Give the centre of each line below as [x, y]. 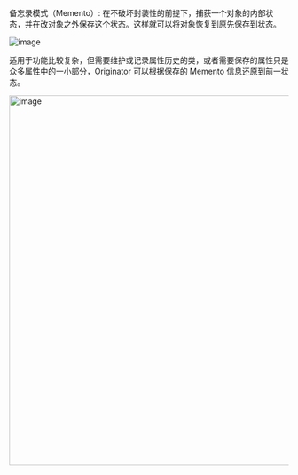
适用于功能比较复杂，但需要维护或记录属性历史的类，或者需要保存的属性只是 [149, 60]
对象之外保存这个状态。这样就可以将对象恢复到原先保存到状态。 [164, 24]
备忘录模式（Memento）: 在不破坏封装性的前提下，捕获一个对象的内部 [137, 13]
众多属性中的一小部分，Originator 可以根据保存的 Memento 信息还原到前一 [145, 71]
